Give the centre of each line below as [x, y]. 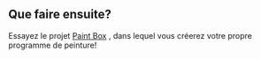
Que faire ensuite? [60, 15]
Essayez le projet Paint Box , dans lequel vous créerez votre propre [130, 35]
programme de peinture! [53, 45]
